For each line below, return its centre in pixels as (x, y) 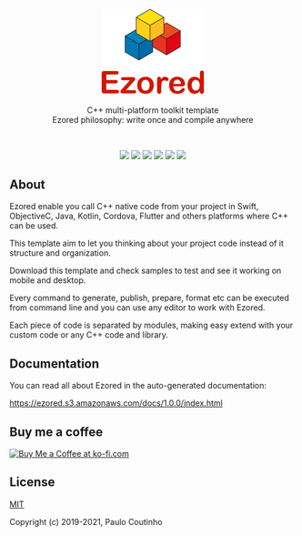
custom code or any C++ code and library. (89, 335)
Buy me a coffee (56, 432)
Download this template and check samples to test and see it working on (146, 271)
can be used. (34, 226)
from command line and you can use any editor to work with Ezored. (137, 308)
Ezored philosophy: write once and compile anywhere (153, 119)
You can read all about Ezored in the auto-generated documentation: (138, 386)
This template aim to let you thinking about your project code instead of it (147, 243)
